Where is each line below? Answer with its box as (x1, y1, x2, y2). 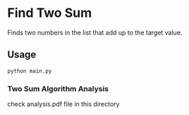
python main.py (7, 67, 52, 75)
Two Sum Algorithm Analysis (7, 83, 109, 93)
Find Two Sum (7, 5, 92, 21)
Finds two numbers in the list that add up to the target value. (7, 28, 183, 37)
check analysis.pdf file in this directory (7, 100, 120, 109)
